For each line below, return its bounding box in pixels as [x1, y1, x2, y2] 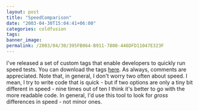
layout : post [6, 8, 39, 15]
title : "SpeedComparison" [6, 15, 72, 21]
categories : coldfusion [6, 25, 67, 32]
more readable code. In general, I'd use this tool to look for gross [6, 92, 169, 99]
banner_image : [6, 37, 42, 43]
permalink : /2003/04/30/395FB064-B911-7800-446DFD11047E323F [6, 43, 164, 49]
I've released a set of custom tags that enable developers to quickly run [6, 59, 186, 67]
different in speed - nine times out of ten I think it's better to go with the [6, 85, 185, 92]
